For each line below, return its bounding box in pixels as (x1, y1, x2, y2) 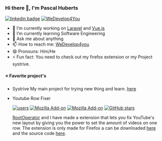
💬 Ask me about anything (12, 36, 64, 42)
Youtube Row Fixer (12, 95, 51, 101)
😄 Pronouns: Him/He (12, 48, 56, 54)
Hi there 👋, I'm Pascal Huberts (5, 4, 79, 11)
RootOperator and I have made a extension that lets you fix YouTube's (12, 114, 155, 120)
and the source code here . (12, 130, 67, 136)
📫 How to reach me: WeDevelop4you (12, 42, 90, 47)
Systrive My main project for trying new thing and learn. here (12, 86, 137, 92)
